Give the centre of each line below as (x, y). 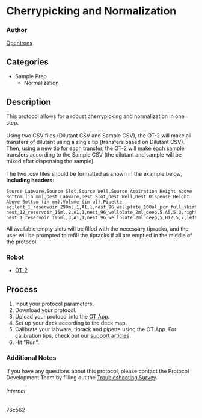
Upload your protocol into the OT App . (62, 317)
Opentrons (20, 43)
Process (22, 289)
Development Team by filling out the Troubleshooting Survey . (82, 377)
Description (29, 101)
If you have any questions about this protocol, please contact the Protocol (98, 371)
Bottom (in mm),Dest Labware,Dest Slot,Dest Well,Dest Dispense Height (98, 197)
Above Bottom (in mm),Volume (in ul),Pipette (64, 202)
